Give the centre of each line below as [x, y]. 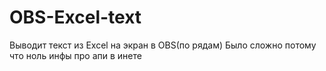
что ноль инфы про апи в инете [75, 55]
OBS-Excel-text [75, 17]
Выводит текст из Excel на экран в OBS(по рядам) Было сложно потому [163, 45]
